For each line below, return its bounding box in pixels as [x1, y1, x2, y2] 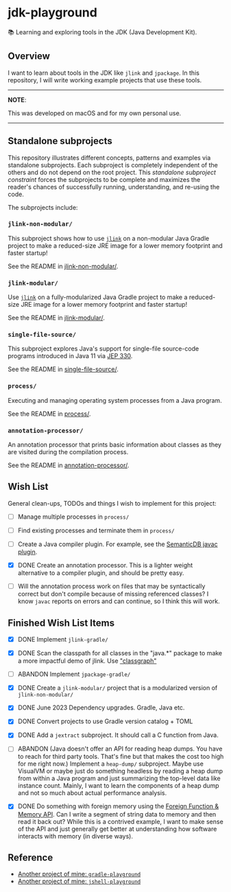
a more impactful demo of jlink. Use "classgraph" [17, 657, 157, 665]
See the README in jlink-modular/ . [8, 314, 106, 322]
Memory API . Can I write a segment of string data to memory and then [17, 810, 217, 818]
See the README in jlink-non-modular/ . [8, 262, 119, 270]
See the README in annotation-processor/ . [8, 461, 130, 469]
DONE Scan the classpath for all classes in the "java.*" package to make [17, 649, 223, 657]
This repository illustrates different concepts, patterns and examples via [8, 153, 211, 162]
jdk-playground [8, 5, 98, 21]
